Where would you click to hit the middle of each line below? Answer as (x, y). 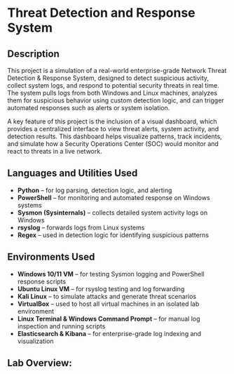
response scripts (42, 281)
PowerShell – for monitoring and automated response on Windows (113, 197)
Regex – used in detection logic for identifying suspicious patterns (113, 235)
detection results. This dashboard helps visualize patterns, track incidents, (115, 136)
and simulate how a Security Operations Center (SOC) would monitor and (113, 144)
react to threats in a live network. (55, 151)
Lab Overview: (40, 363)
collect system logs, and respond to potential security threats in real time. (113, 85)
